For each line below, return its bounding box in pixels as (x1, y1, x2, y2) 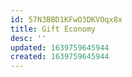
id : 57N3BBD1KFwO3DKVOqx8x (10, 14, 123, 25)
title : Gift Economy (10, 24, 97, 34)
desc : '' (10, 33, 47, 43)
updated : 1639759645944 (10, 42, 110, 53)
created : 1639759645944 (10, 52, 110, 62)
